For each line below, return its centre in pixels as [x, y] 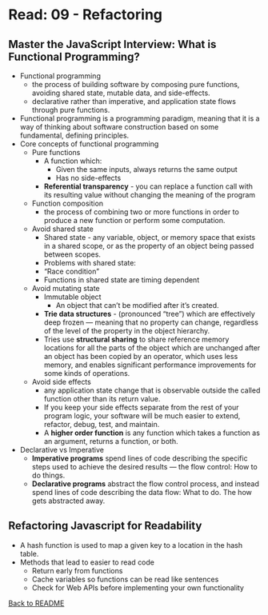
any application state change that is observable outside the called [152, 390]
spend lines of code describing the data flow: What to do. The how [142, 492]
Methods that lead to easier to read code [87, 562]
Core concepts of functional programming [89, 144]
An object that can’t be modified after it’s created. [137, 305]
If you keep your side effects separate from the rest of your [141, 407]
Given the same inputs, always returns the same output [146, 169]
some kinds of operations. [87, 373]
